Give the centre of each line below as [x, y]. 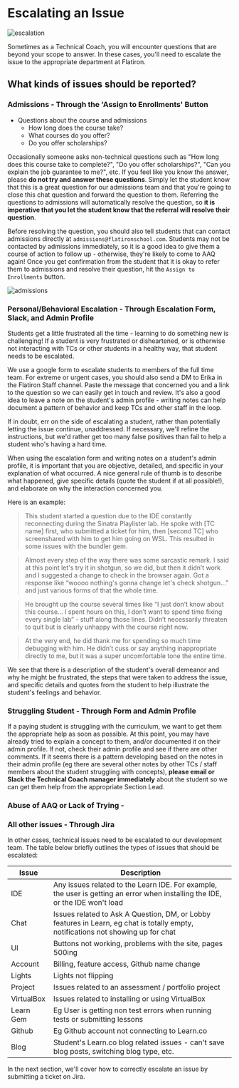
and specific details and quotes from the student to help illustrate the [108, 684]
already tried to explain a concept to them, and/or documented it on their [114, 741]
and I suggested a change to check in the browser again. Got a [117, 575]
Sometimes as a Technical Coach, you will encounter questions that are [112, 46]
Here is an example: [37, 502]
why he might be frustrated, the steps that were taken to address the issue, [117, 677]
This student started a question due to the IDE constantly [108, 515]
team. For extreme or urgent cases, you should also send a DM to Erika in [115, 377]
